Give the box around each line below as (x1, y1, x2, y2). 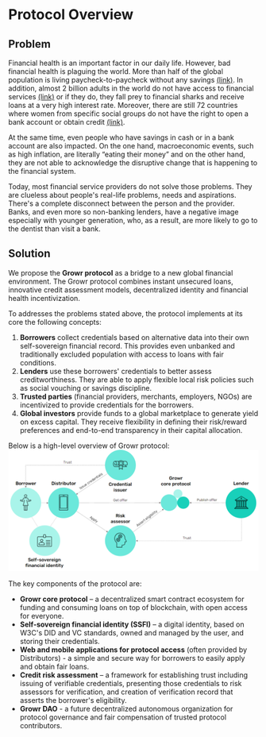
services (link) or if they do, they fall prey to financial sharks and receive (8, 92, 245, 101)
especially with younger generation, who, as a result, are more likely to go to (8, 216, 258, 225)
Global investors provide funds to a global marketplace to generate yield (19, 408, 259, 418)
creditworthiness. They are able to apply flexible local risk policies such (19, 375, 254, 384)
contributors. (19, 720, 63, 730)
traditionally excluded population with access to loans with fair (19, 349, 225, 359)
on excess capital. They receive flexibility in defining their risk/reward (19, 417, 248, 426)
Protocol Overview (8, 6, 133, 24)
